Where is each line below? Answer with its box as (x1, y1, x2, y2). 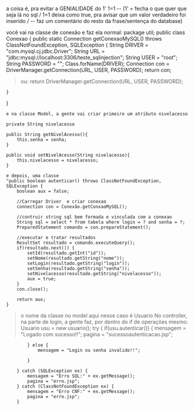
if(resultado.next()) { (16, 245, 75, 251)
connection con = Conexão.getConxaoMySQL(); (16, 204, 128, 210)
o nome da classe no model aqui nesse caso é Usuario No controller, (20, 312, 188, 319)
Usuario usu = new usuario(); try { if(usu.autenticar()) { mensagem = (20, 325, 186, 332)
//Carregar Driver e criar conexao (16, 199, 107, 204)
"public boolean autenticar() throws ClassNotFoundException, (6, 178, 162, 184)
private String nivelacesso (6, 121, 75, 127)
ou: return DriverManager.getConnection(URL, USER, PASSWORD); (20, 78, 183, 85)
